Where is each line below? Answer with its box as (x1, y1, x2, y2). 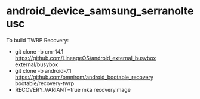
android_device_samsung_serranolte (6, 4, 194, 18)
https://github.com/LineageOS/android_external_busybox (14, 54, 156, 61)
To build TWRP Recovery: (6, 36, 69, 44)
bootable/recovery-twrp (14, 79, 75, 87)
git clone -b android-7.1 (14, 67, 72, 74)
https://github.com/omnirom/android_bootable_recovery (14, 73, 154, 81)
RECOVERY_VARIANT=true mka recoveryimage (14, 86, 131, 93)
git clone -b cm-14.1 (14, 48, 64, 55)
